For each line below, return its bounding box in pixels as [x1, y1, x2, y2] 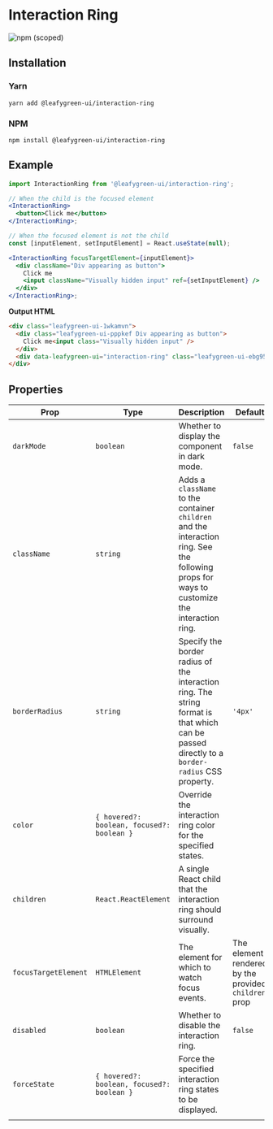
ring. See [178, 541, 213, 553]
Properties [8, 382, 63, 396]
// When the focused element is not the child [8, 232, 169, 241]
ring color [178, 819, 215, 831]
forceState [12, 1079, 54, 1089]
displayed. [178, 1104, 218, 1115]
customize [178, 592, 219, 603]
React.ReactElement [95, 895, 171, 904]
